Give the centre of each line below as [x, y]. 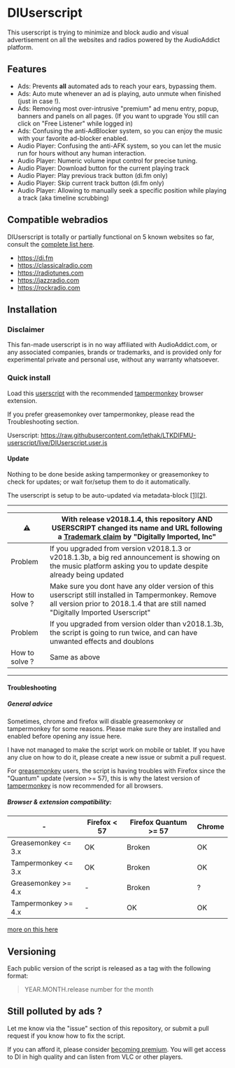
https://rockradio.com [49, 287]
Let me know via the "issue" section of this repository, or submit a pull [108, 1028]
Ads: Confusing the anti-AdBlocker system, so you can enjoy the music [120, 130]
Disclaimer [26, 329]
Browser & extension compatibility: [59, 802]
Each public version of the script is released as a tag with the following [109, 968]
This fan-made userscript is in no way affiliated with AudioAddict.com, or [112, 345]
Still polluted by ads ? [55, 1012]
